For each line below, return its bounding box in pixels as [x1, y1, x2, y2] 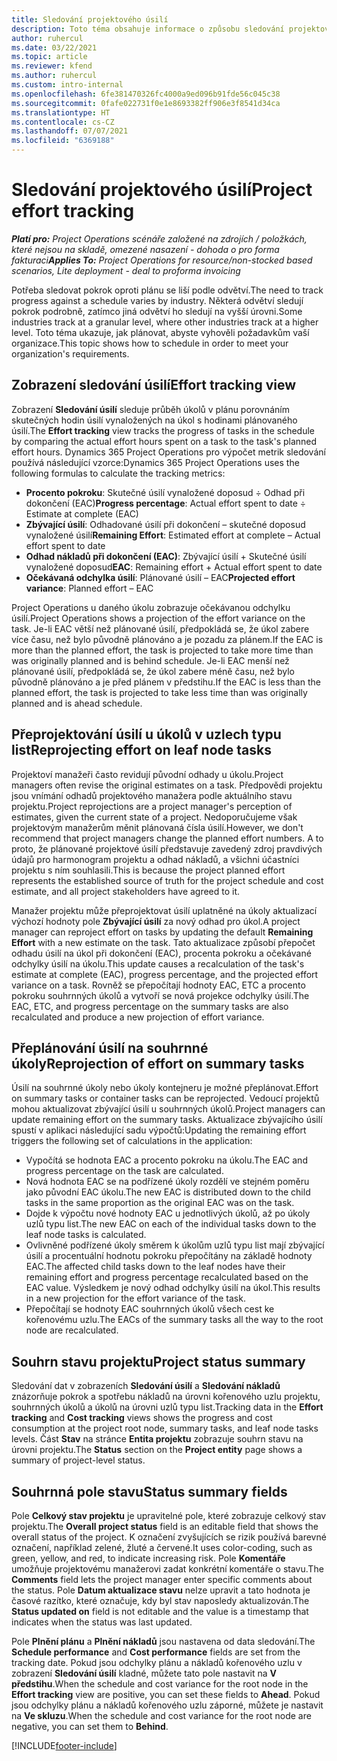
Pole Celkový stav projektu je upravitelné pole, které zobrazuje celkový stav [11, 1510, 327, 1521]
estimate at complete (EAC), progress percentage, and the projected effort [11, 968, 319, 980]
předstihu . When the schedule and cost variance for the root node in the [11, 1678, 309, 1690]
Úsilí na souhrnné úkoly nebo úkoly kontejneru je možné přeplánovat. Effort [11, 1082, 319, 1094]
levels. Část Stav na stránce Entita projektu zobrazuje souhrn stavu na [11, 1433, 304, 1445]
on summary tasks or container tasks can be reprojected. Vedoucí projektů [11, 1092, 320, 1105]
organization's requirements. [11, 347, 130, 360]
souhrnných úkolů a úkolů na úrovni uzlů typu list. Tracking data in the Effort [11, 1401, 324, 1413]
